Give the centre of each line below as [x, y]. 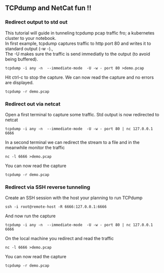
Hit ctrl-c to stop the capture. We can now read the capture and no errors [80, 77]
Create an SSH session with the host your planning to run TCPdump [74, 198]
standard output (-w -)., [29, 48]
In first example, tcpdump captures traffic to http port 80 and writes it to [78, 43]
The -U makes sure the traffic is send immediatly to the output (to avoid [78, 54]
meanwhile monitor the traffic [35, 147]
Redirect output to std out [36, 22]
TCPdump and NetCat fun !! [48, 8]
